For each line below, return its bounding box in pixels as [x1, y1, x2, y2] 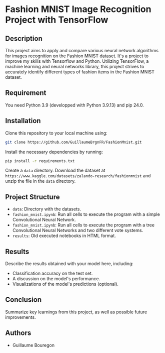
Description [5, 34, 42, 43]
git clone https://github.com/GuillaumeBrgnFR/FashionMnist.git [5, 140, 142, 145]
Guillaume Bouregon [12, 342, 55, 348]
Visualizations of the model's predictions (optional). [12, 281, 119, 287]
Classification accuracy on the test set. [12, 270, 93, 276]
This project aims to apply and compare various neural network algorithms [5, 48, 159, 53]
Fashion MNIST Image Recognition [5, 4, 151, 15]
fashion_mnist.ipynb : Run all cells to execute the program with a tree [12, 222, 155, 228]
